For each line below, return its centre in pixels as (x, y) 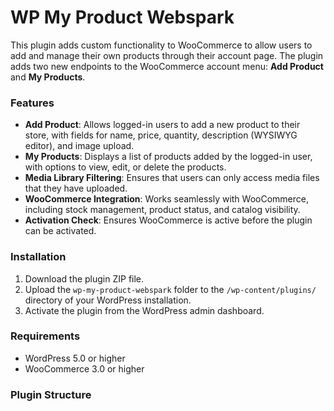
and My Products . (48, 77)
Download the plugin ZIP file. (84, 278)
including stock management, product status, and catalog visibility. (162, 210)
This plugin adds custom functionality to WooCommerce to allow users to (161, 45)
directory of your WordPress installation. (108, 300)
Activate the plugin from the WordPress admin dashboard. (144, 310)
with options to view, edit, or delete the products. (125, 167)
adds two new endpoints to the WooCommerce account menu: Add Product (167, 66)
